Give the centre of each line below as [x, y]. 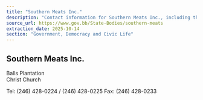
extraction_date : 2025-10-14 [43, 29]
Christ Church [24, 80]
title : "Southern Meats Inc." [44, 12]
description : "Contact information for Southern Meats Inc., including [98, 17]
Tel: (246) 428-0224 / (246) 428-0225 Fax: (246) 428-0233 [82, 91]
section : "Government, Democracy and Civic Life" [70, 34]
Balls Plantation [25, 73]
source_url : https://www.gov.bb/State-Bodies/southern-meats [85, 23]
